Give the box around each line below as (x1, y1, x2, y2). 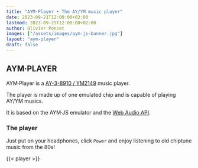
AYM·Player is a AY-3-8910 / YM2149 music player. (6, 80, 130, 87)
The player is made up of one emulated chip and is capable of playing (6, 91, 176, 98)
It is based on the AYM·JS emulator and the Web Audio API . (6, 109, 151, 116)
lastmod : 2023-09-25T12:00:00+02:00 (6, 20, 96, 26)
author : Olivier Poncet (6, 25, 65, 31)
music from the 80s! (6, 143, 55, 150)
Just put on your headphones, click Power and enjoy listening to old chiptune (6, 137, 192, 144)
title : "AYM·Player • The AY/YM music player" (6, 8, 123, 15)
